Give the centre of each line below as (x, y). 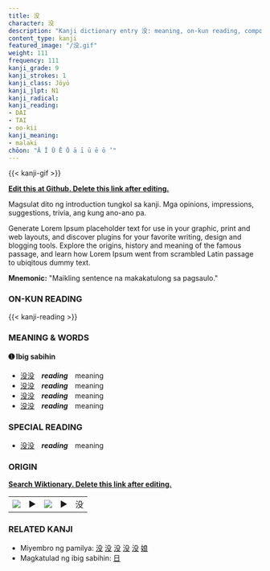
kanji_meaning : (34, 135)
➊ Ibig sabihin (32, 357)
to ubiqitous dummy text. (49, 263)
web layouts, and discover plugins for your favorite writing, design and (125, 237)
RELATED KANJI (41, 529)
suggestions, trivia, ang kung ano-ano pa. (78, 213)
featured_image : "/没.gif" (53, 46)
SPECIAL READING (45, 427)
